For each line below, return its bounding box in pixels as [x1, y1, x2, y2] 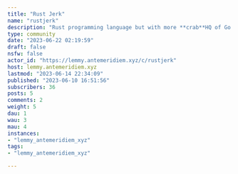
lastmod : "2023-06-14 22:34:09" [7, 70, 103, 77]
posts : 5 [7, 90, 33, 97]
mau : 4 [7, 123, 27, 130]
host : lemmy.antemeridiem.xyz [7, 63, 98, 71]
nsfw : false [7, 51, 43, 58]
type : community [7, 30, 56, 38]
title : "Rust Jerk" [7, 10, 66, 18]
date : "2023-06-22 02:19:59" [7, 37, 94, 44]
